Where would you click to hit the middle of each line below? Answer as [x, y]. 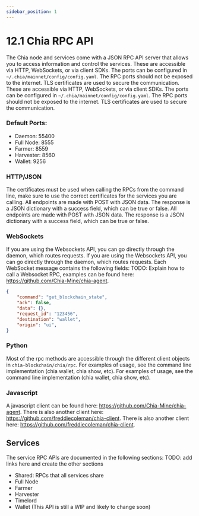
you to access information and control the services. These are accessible [96, 63]
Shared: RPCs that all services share [59, 475]
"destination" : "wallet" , [49, 319]
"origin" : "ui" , [37, 325]
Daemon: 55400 [35, 136]
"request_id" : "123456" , [48, 314]
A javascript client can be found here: [52, 406]
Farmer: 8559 [31, 148]
